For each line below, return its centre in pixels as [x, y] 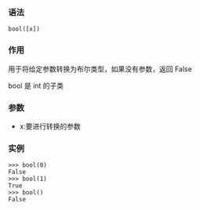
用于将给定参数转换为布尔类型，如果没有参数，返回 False [100, 69]
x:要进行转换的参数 [50, 126]
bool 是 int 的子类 [36, 85]
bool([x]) [24, 29]
